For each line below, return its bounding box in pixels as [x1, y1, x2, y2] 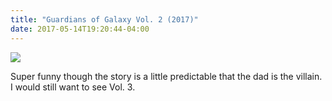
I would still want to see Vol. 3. [10, 81, 136, 93]
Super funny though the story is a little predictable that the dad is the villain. [10, 70, 323, 82]
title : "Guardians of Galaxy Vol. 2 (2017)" [10, 14, 199, 25]
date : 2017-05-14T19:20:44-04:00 [10, 24, 150, 34]
